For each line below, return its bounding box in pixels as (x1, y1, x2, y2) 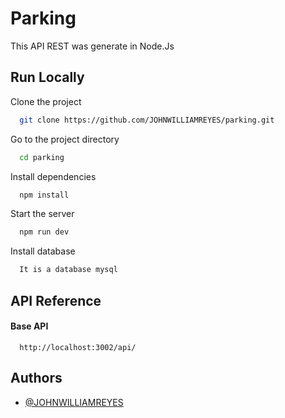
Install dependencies (10, 170, 97, 182)
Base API (10, 320, 49, 332)
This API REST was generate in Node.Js (10, 40, 175, 52)
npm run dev (19, 227, 70, 237)
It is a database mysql (19, 265, 118, 275)
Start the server (10, 208, 75, 220)
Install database (10, 245, 76, 257)
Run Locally (10, 69, 85, 86)
